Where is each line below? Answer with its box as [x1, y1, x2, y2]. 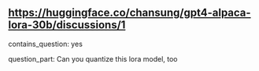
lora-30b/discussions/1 [8, 19, 126, 32]
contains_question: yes [8, 39, 83, 48]
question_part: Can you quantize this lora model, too [8, 54, 179, 63]
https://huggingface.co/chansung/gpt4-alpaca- [8, 6, 251, 20]
